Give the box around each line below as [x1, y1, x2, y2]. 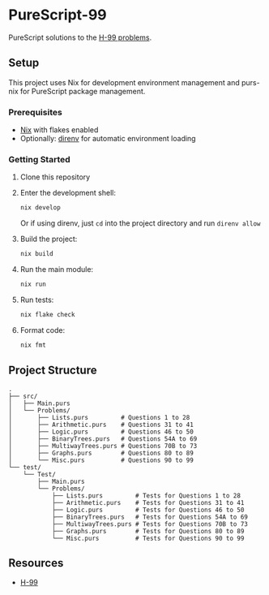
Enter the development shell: [19, 188, 116, 198]
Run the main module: [19, 265, 94, 274]
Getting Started [8, 153, 70, 165]
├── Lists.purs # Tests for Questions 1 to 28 [51, 491, 241, 500]
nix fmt [19, 341, 46, 349]
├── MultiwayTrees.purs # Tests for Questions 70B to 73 [51, 520, 249, 528]
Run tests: [19, 295, 54, 304]
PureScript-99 [8, 6, 107, 24]
